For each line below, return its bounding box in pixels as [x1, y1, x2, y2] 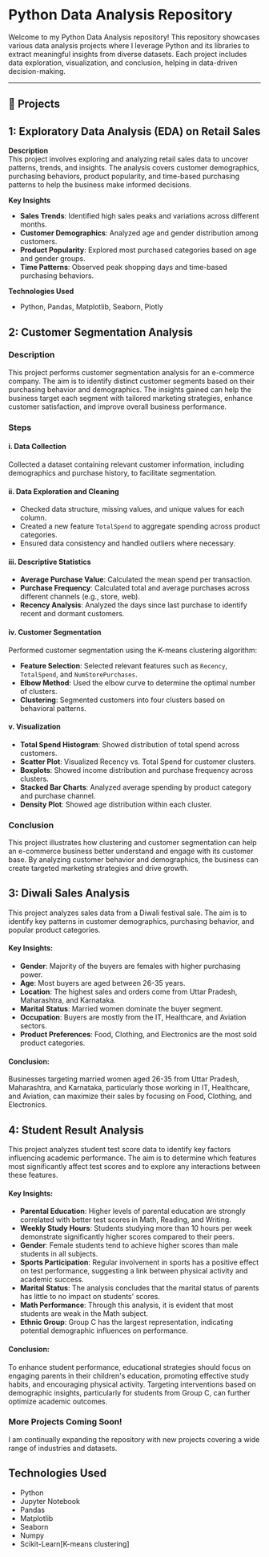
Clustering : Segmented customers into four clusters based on [19, 695, 226, 705]
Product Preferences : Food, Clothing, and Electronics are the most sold [19, 1030, 258, 1040]
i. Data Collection [8, 442, 66, 452]
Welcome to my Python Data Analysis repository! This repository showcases [8, 32, 260, 42]
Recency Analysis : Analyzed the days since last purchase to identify [19, 600, 248, 610]
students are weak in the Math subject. [19, 1309, 149, 1318]
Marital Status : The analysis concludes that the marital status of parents [19, 1283, 259, 1293]
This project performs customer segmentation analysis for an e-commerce [8, 367, 255, 377]
